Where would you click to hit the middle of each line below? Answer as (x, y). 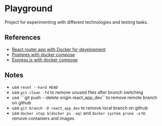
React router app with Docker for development (59, 49)
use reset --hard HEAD (35, 87)
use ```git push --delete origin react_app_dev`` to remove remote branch (84, 97)
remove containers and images (43, 118)
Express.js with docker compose (45, 60)
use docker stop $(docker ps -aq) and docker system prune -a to (79, 113)
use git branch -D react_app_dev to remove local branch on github (80, 108)
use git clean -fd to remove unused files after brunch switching (77, 92)
